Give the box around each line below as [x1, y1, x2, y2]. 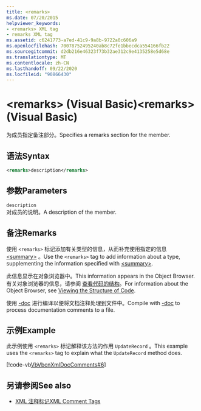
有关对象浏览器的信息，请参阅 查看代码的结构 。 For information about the [6, 279, 188, 287]
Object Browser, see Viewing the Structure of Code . [6, 287, 136, 294]
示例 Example [6, 325, 56, 335]
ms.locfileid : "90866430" [6, 71, 72, 77]
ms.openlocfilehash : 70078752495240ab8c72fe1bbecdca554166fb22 [6, 43, 170, 49]
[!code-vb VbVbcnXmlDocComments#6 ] [6, 361, 106, 368]
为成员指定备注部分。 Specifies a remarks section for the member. [6, 132, 171, 139]
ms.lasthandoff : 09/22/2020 [6, 65, 78, 72]
